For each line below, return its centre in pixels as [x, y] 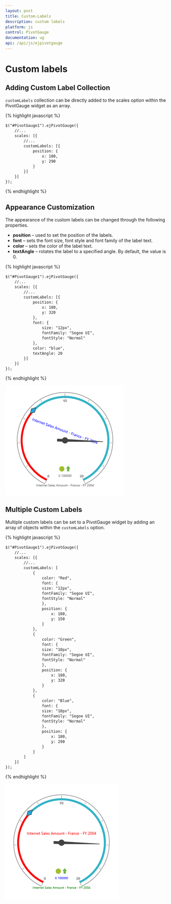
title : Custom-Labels [28, 16]
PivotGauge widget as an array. [38, 105]
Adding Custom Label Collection [58, 88]
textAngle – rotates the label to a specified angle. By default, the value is [89, 251]
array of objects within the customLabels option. [55, 527]
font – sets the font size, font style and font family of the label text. [83, 240]
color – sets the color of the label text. [53, 246]
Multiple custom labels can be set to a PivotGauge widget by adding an [80, 522]
